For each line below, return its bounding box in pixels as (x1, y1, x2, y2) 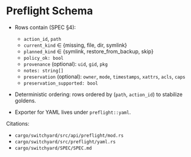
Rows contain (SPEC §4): (14, 24, 76, 31)
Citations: (6, 120, 30, 127)
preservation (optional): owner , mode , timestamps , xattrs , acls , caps (23, 73, 186, 80)
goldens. (14, 97, 37, 104)
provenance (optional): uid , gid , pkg (23, 60, 108, 68)
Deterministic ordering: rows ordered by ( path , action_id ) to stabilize (14, 91, 183, 98)
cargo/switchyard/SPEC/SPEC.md (14, 145, 92, 151)
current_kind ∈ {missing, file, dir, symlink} (23, 41, 127, 49)
